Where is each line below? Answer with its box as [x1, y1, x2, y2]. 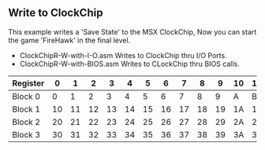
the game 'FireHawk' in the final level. [8, 35, 131, 45]
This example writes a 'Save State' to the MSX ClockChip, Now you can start [8, 27, 257, 36]
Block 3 [12, 129, 41, 140]
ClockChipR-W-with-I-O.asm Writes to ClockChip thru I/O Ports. [19, 50, 227, 60]
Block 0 [12, 90, 41, 101]
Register [12, 78, 45, 89]
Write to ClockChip [8, 6, 103, 20]
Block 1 [12, 104, 41, 115]
